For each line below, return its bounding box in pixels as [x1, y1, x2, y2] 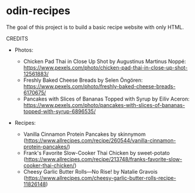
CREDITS [6, 35, 28, 42]
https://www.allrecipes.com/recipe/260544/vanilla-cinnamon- [25, 137, 176, 144]
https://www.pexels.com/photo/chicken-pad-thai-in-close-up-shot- [23, 64, 188, 71]
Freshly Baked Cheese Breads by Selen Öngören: [23, 76, 143, 84]
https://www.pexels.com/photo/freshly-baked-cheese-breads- [23, 82, 176, 89]
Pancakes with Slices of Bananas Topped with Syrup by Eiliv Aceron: [23, 95, 190, 102]
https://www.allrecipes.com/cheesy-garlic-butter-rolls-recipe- [25, 174, 176, 181]
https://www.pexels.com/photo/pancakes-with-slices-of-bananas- [23, 101, 185, 108]
